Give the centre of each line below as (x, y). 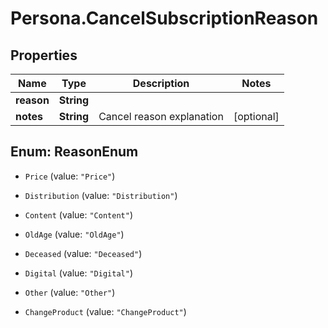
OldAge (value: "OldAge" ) (74, 234)
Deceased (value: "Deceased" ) (83, 253)
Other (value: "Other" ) (70, 292)
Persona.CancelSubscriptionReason (164, 18)
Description (161, 83)
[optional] (256, 116)
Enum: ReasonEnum (74, 152)
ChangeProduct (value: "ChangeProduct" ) (105, 311)
